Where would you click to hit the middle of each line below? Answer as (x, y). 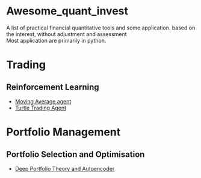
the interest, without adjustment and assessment (67, 34)
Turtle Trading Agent (41, 108)
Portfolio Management (63, 132)
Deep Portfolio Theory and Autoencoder (65, 168)
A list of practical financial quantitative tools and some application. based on (101, 28)
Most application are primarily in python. (56, 40)
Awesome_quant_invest (67, 11)
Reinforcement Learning (53, 87)
